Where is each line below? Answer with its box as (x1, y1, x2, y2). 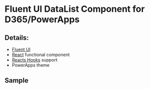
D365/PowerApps (4, 14, 80, 25)
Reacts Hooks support (11, 57, 58, 62)
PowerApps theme (11, 62, 50, 68)
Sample (4, 76, 29, 85)
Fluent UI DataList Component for (4, 3, 145, 15)
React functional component (11, 52, 70, 58)
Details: (4, 33, 29, 42)
